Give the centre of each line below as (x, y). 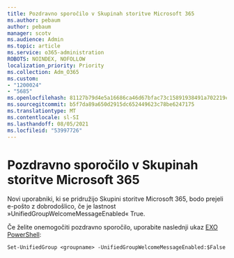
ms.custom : (23, 78)
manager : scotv (29, 33)
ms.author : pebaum (34, 20)
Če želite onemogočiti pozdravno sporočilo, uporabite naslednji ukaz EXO (112, 227)
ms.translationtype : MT (42, 111)
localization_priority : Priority (56, 66)
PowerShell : (24, 235)
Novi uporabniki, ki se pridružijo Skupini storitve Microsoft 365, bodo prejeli (116, 199)
